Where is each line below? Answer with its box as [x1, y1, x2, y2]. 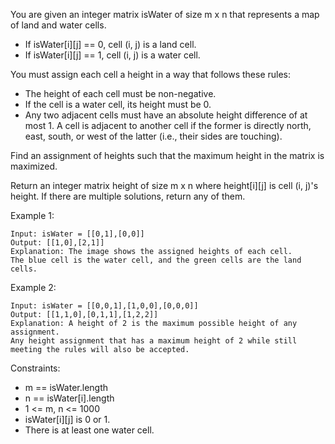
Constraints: [10, 362, 61, 374]
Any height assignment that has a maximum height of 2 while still [10, 336, 298, 346]
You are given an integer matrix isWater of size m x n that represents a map [10, 9, 320, 20]
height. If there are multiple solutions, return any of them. [10, 190, 246, 202]
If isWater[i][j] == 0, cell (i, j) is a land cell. [24, 39, 197, 50]
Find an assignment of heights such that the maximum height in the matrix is [10, 150, 325, 161]
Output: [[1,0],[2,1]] [10, 238, 105, 248]
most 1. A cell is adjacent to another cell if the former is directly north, [24, 120, 312, 131]
